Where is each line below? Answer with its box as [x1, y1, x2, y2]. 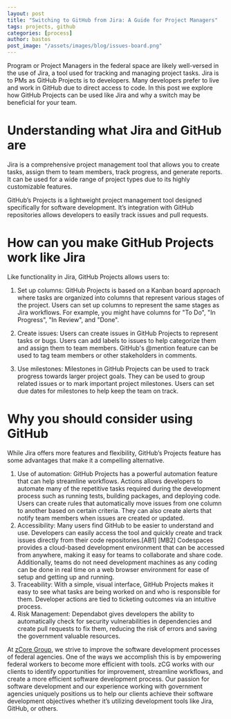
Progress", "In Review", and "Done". [17, 315, 120, 323]
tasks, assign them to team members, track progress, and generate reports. [7, 167, 223, 176]
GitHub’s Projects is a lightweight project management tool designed [7, 196, 202, 204]
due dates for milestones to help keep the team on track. [17, 387, 178, 395]
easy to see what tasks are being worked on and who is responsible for [17, 587, 221, 595]
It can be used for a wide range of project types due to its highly [7, 175, 190, 183]
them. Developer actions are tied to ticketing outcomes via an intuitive [17, 595, 216, 603]
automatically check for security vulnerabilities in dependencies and [17, 617, 212, 625]
